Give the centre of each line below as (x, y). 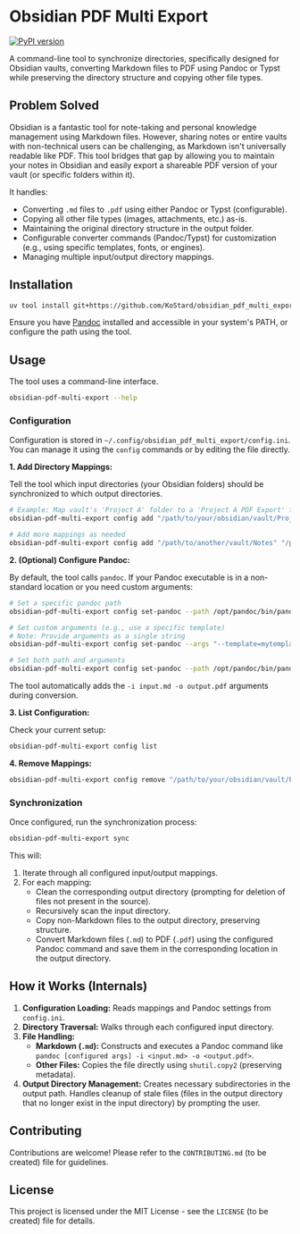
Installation (41, 285)
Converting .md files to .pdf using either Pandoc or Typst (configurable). (154, 209)
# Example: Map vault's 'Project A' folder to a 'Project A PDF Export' (147, 510)
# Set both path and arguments (67, 660)
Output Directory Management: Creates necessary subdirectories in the (156, 1084)
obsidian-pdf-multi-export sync (69, 839)
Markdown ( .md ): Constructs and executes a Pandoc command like (159, 1045)
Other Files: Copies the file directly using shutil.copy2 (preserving (159, 1064)
